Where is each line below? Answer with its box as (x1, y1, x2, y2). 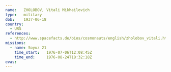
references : (5, 31, 31, 36)
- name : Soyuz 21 (10, 45, 47, 50)
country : (5, 21, 24, 27)
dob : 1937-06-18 (5, 17, 47, 22)
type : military (5, 12, 42, 17)
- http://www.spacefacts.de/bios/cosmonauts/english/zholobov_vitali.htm (10, 36, 169, 41)
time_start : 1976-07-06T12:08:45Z (14, 50, 93, 55)
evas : (5, 59, 17, 64)
